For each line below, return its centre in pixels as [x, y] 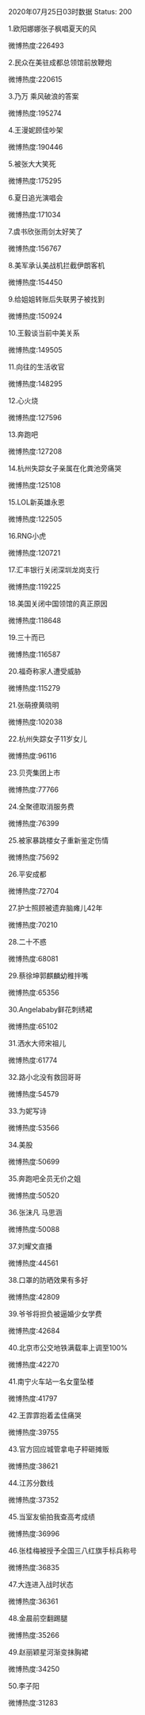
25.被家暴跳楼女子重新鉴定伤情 [59, 840]
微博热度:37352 [34, 1500]
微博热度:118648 [35, 620]
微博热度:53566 [34, 1128]
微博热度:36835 [34, 1567]
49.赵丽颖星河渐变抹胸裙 [48, 1652]
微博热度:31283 [33, 1703]
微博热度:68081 [33, 959]
